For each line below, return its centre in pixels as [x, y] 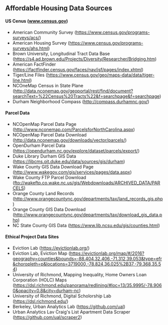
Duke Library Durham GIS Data [44, 156]
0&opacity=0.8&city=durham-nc [46, 291]
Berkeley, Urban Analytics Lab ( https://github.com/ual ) [69, 306]
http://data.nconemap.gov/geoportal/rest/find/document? [74, 91]
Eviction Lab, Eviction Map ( [41, 253]
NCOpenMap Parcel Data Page [44, 124]
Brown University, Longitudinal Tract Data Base [61, 53]
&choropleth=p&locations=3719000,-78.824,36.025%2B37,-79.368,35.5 [87, 264]
